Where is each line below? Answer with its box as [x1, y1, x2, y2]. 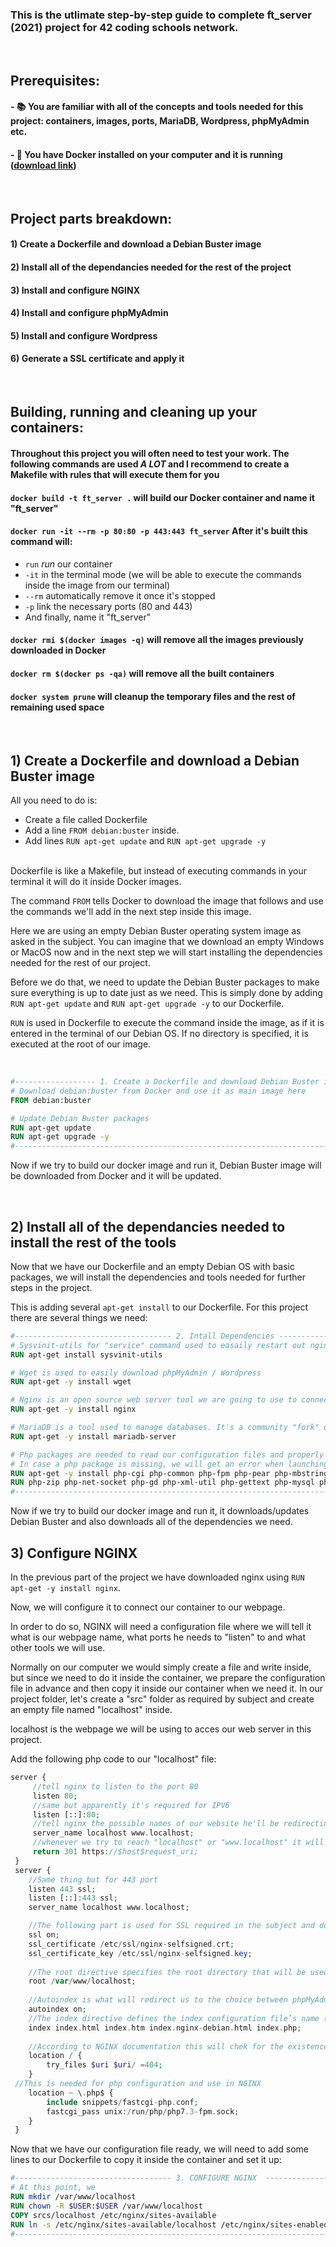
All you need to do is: [10, 794, 98, 807]
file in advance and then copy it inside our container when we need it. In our [10, 1683, 324, 1695]
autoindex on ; [28, 2004, 87, 2015]
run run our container [24, 558, 113, 570]
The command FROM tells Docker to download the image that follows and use [10, 895, 324, 907]
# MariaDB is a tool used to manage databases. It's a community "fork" [10, 1423, 320, 1433]
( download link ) [10, 159, 77, 171]
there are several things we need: [10, 1311, 148, 1323]
